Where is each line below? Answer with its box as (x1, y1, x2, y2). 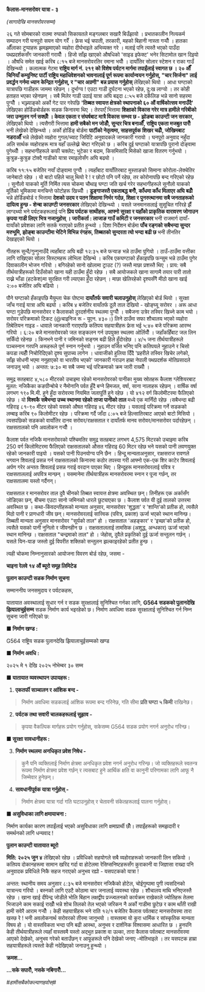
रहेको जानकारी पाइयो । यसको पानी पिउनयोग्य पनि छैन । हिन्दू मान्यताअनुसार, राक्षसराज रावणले (6, 450, 190, 457)
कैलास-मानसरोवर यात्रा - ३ (6, 6, 59, 13)
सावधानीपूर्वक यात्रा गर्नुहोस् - (15, 786, 69, 793)
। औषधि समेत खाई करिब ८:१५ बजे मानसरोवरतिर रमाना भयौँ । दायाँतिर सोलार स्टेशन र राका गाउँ (6, 58, 194, 65)
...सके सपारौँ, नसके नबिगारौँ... (6, 966, 67, 974)
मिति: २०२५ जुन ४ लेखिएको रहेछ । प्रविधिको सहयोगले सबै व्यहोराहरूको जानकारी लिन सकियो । (6, 854, 191, 861)
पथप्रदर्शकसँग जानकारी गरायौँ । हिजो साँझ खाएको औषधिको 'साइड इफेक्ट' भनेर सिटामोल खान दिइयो (6, 51, 199, 58)
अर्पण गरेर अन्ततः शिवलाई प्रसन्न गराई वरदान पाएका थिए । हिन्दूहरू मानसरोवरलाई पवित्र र (6, 464, 175, 471)
